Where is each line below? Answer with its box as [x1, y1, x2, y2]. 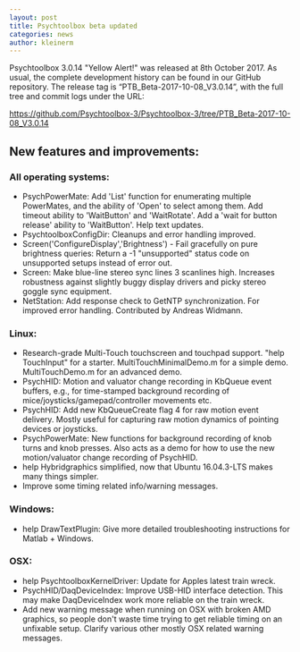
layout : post [9, 13, 58, 22]
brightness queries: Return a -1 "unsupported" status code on [21, 248, 250, 258]
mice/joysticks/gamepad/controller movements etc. [21, 395, 212, 406]
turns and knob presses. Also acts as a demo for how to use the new [21, 443, 275, 453]
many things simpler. [21, 471, 99, 482]
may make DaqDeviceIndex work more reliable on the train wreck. [21, 594, 265, 605]
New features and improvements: [9, 144, 199, 159]
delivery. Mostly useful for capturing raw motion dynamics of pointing [21, 414, 279, 425]
